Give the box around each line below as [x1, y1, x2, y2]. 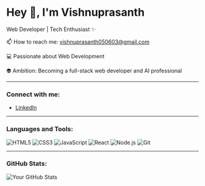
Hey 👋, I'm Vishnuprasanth [6, 5, 145, 19]
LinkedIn [15, 104, 37, 111]
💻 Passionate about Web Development [6, 52, 105, 60]
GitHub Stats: [6, 159, 48, 168]
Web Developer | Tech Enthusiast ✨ [6, 26, 96, 33]
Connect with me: [6, 90, 60, 98]
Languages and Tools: [6, 125, 73, 133]
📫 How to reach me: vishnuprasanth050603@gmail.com [6, 38, 149, 45]
